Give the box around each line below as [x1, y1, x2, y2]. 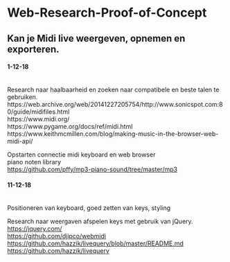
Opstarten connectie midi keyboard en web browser [7, 150, 156, 159]
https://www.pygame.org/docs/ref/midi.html [7, 122, 133, 130]
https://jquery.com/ [7, 224, 62, 233]
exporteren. [7, 43, 60, 55]
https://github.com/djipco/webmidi [7, 232, 106, 240]
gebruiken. [7, 92, 38, 101]
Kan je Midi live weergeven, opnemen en [7, 33, 186, 44]
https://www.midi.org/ [7, 114, 70, 123]
